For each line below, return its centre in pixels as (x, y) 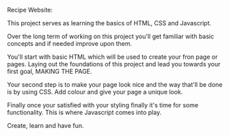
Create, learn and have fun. (45, 125)
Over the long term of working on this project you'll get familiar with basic (110, 36)
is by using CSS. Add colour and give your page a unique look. (95, 92)
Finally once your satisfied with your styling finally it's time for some (103, 105)
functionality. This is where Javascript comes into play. (84, 112)
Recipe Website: (30, 10)
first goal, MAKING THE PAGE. (50, 71)
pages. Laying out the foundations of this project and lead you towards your (114, 64)
